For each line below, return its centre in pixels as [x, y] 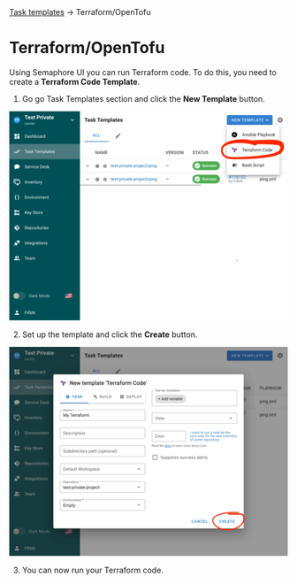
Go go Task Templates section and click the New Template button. [143, 98]
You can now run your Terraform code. [92, 570]
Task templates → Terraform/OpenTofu [80, 12]
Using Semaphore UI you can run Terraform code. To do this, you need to [143, 72]
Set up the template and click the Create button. [110, 334]
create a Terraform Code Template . [75, 81]
